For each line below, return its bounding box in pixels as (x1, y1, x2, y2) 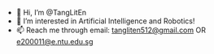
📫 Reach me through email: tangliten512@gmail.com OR (15, 25, 206, 35)
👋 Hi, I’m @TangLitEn (15, 8, 87, 17)
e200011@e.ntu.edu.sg (15, 37, 94, 46)
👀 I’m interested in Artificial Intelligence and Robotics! (15, 16, 195, 26)
